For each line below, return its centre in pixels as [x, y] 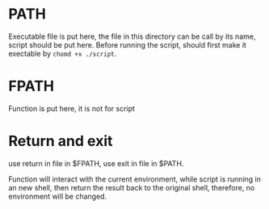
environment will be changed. [58, 196]
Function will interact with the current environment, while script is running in [134, 179]
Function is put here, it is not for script [72, 108]
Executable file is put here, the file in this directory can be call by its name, [132, 36]
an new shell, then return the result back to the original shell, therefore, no [132, 187]
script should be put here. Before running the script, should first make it [127, 44]
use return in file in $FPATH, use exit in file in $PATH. [96, 163]
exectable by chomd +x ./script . [63, 53]
